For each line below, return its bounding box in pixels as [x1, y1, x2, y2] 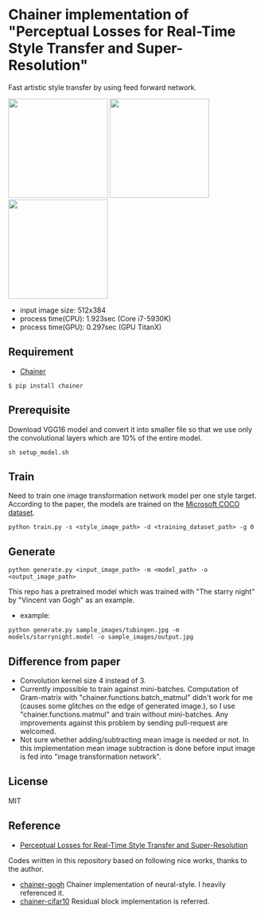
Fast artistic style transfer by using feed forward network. [8, 82, 197, 92]
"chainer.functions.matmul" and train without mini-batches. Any [19, 710, 229, 719]
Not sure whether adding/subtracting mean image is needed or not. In [19, 735, 249, 745]
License [8, 775, 49, 788]
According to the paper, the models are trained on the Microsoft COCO [8, 500, 240, 509]
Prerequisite [8, 403, 71, 417]
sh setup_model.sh [8, 448, 69, 457]
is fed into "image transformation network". [19, 752, 161, 761]
